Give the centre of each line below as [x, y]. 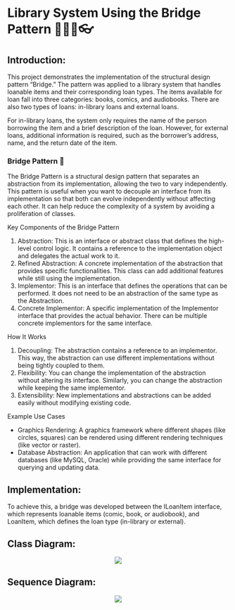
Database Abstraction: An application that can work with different [112, 452]
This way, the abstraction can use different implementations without [116, 358]
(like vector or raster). [49, 445]
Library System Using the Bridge [104, 13]
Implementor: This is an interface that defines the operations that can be [122, 286]
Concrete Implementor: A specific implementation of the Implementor [118, 308]
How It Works [27, 337]
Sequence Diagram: [52, 582]
